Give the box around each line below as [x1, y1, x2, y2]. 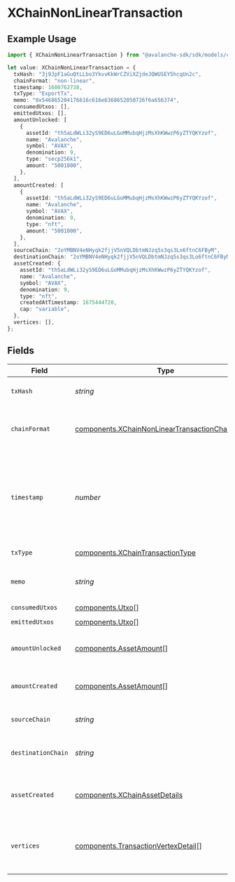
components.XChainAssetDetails [74, 790, 183, 800]
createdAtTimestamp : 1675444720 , [20, 299, 117, 306]
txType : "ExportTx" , [13, 90, 73, 98]
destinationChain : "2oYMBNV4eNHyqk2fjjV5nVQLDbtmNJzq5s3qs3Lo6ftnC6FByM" [13, 254, 233, 261]
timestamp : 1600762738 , [13, 84, 83, 91]
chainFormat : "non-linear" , [13, 77, 96, 84]
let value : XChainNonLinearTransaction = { [7, 64, 136, 71]
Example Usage [7, 33, 77, 45]
